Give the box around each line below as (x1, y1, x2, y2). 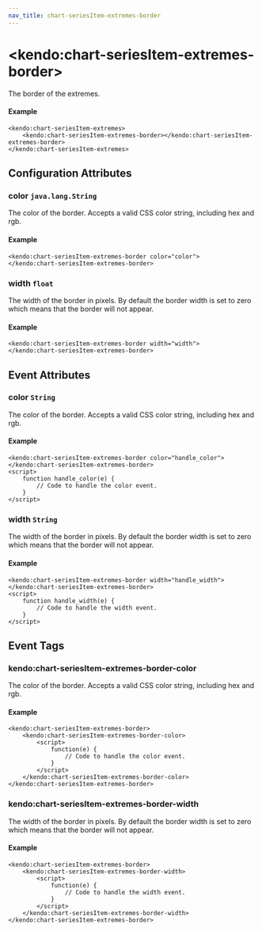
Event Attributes (8, 368, 91, 382)
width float (8, 278, 54, 289)
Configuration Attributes (8, 167, 132, 180)
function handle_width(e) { (22, 597, 115, 605)
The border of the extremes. (8, 89, 101, 98)
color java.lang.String (8, 191, 97, 202)
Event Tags (8, 639, 65, 652)
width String (8, 514, 58, 525)
